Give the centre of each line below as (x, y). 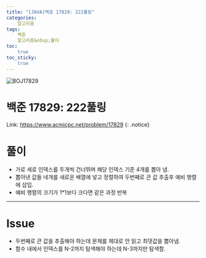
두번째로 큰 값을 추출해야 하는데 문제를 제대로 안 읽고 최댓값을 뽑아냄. (98, 241)
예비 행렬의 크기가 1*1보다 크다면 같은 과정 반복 (71, 192)
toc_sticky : (21, 58)
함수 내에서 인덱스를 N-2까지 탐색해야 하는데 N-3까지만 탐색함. (90, 249)
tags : (13, 29)
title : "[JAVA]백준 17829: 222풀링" (51, 12)
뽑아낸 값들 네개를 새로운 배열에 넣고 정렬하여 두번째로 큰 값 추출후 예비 (100, 177)
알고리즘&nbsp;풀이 (38, 40)
